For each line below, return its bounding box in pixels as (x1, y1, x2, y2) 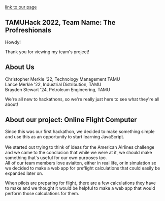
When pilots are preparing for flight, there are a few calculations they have (5, 180, 156, 186)
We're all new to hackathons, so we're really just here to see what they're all (5, 96, 160, 102)
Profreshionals (5, 26, 52, 34)
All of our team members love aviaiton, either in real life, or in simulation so (5, 160, 157, 166)
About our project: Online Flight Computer (5, 116, 137, 124)
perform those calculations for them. (5, 191, 80, 197)
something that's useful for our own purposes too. (5, 155, 107, 161)
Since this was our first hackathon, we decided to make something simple (5, 129, 155, 134)
